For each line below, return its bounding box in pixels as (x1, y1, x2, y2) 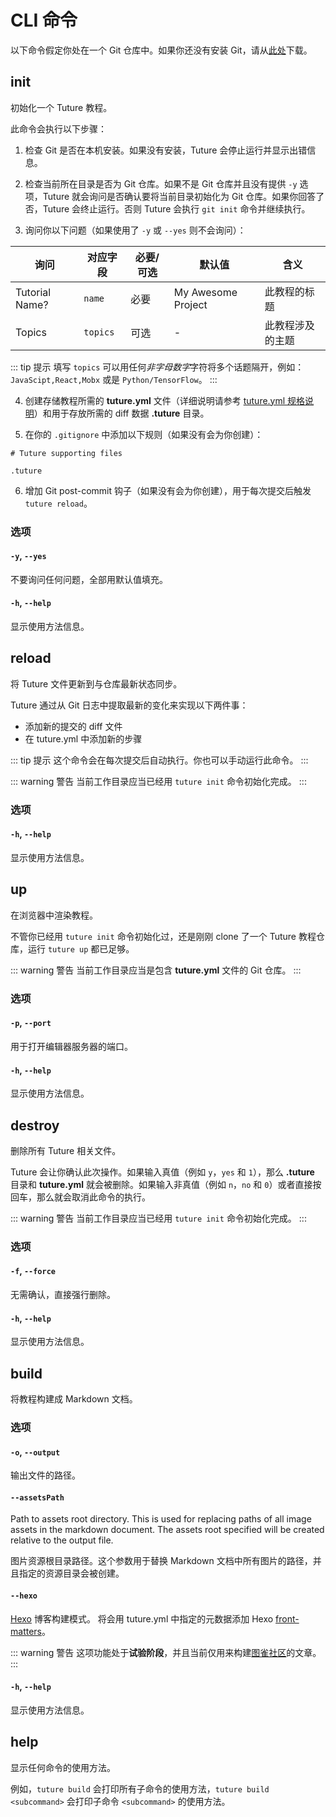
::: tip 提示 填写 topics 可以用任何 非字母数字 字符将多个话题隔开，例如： (10, 361, 305, 373)
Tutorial (15, 285, 52, 299)
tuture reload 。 (24, 497, 93, 509)
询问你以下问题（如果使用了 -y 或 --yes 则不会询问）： (24, 224, 247, 236)
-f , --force (10, 1265, 57, 1277)
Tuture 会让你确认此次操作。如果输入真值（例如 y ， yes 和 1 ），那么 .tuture (10, 1166, 315, 1178)
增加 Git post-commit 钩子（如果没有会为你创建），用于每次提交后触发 (24, 484, 312, 496)
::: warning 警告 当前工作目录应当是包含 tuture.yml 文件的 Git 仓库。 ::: (10, 964, 302, 976)
